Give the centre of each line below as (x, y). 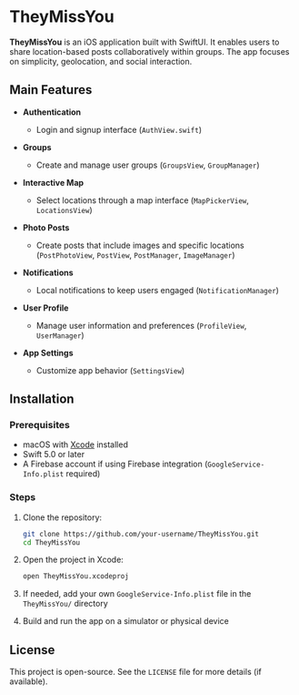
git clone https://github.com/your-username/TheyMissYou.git (141, 534)
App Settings (48, 353)
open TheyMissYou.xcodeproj (75, 577)
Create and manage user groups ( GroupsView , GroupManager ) (148, 165)
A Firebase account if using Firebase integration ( (115, 464)
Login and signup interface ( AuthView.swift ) (119, 129)
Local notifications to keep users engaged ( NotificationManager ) (158, 290)
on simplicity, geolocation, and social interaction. (101, 61)
